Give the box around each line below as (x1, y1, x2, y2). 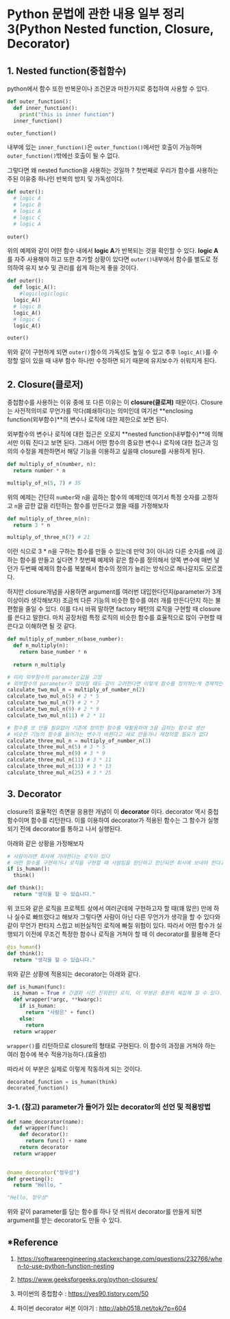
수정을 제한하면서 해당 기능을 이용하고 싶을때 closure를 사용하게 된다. (19, 447, 205, 456)
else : (19, 1015, 36, 1022)
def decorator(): (19, 1131, 69, 1138)
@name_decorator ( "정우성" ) (7, 1169, 80, 1176)
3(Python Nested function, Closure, (7, 21, 214, 37)
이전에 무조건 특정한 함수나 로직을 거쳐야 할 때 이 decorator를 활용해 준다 (25, 929, 221, 938)
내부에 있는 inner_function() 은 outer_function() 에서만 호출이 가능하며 (7, 143, 202, 151)
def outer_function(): (7, 98, 72, 105)
